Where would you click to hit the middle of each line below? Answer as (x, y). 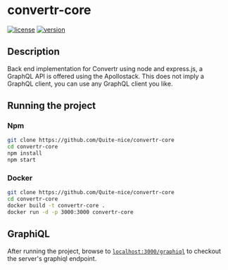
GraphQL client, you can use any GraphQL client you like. (90, 84)
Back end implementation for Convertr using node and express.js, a (105, 68)
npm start (22, 160)
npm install (25, 153)
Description (33, 52)
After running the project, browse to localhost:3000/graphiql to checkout (114, 251)
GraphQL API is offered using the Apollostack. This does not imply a (106, 76)
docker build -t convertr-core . (56, 205)
